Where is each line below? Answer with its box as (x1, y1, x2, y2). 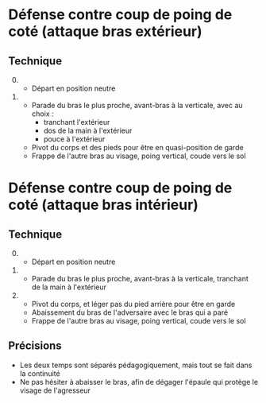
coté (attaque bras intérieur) (8, 196, 199, 214)
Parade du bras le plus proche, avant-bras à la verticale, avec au (31, 101, 244, 110)
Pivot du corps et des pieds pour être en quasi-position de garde (31, 143, 244, 152)
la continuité (19, 368, 61, 378)
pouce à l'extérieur (43, 134, 106, 144)
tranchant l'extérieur (43, 118, 110, 126)
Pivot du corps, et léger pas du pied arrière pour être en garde (31, 300, 236, 308)
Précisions (8, 339, 62, 353)
